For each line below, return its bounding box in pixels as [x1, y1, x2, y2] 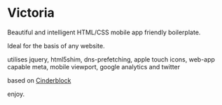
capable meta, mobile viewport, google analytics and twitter [7, 62, 181, 71]
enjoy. [7, 90, 25, 98]
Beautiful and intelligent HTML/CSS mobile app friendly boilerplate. [7, 28, 201, 36]
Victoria [7, 5, 55, 21]
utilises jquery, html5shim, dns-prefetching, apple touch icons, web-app [7, 55, 216, 64]
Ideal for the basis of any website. [7, 41, 105, 50]
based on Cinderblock [7, 76, 71, 85]
